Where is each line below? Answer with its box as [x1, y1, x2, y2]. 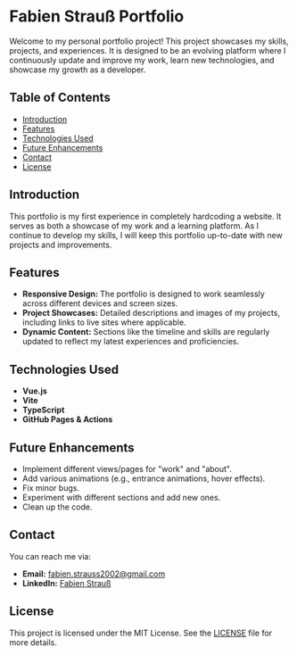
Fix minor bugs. [21, 483, 80, 493]
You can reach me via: [9, 551, 92, 561]
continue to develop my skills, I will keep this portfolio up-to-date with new [9, 229, 283, 240]
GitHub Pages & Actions [21, 414, 113, 425]
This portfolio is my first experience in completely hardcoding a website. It [9, 211, 282, 221]
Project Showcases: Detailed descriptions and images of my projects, [21, 308, 281, 319]
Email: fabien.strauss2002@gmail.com [21, 568, 166, 579]
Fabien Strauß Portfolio [9, 6, 185, 27]
